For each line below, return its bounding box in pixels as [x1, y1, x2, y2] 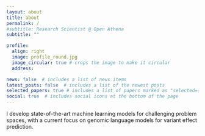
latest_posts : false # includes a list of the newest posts [6, 82, 165, 88]
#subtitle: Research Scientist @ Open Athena [6, 26, 124, 32]
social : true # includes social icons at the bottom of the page [6, 93, 179, 99]
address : [12, 65, 34, 71]
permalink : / [6, 20, 40, 26]
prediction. [6, 123, 34, 130]
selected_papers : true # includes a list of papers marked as [6, 88, 168, 94]
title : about [6, 15, 40, 21]
